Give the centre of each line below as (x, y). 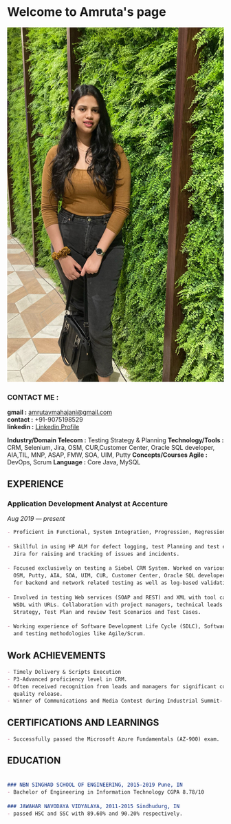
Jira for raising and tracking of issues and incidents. (97, 554)
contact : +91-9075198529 (45, 420)
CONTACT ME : (33, 397)
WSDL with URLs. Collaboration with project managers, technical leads (118, 605)
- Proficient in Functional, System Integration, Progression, (100, 532)
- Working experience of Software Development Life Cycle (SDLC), (104, 627)
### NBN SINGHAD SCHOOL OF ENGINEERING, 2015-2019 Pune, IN (95, 785)
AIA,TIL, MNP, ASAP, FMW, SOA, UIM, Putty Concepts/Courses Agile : (107, 455)
